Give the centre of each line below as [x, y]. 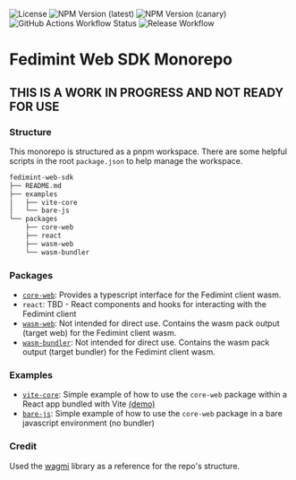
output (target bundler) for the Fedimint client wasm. [119, 351]
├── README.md [36, 185]
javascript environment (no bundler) [88, 423]
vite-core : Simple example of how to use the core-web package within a [155, 395]
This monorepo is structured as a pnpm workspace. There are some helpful [148, 151]
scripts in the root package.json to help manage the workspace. [126, 160]
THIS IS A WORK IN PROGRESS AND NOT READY [147, 93]
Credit [23, 446]
